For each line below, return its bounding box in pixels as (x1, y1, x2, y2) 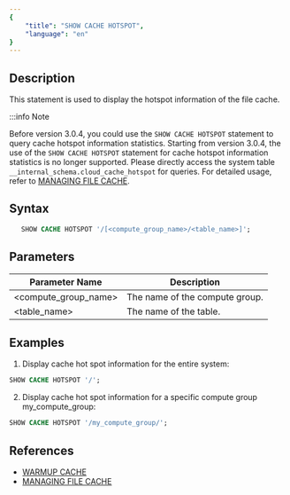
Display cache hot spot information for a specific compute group (21, 392, 258, 403)
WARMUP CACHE (21, 467, 87, 477)
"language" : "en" (25, 29, 89, 38)
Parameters (9, 249, 75, 264)
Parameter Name (29, 276, 103, 288)
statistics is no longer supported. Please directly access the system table (9, 157, 276, 168)
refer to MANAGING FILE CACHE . (9, 176, 130, 186)
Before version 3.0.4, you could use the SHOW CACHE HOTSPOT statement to (9, 129, 274, 139)
